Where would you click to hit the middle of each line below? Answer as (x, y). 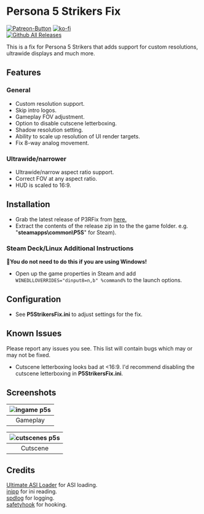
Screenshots (31, 393)
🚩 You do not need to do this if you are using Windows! (77, 262)
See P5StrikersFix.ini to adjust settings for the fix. (79, 314)
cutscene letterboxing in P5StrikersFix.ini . (69, 373)
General (18, 90)
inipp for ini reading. (32, 492)
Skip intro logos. (36, 110)
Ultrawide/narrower (36, 159)
